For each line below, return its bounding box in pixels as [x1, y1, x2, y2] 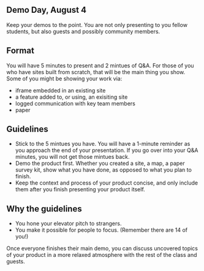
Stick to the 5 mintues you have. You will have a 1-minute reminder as [15, 140, 191, 148]
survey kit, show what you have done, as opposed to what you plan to [15, 166, 192, 174]
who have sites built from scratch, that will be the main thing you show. [6, 68, 186, 75]
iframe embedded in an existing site [15, 86, 106, 94]
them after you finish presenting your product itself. [15, 186, 145, 193]
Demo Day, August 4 [6, 5, 87, 15]
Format [6, 45, 35, 56]
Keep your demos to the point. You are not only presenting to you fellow [6, 21, 188, 28]
